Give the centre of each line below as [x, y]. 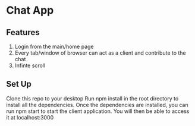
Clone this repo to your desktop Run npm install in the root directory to [92, 98]
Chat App [30, 10]
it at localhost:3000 [30, 117]
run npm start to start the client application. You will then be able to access [98, 111]
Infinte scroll [30, 65]
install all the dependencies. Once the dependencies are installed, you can [97, 105]
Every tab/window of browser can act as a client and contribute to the [100, 53]
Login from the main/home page [54, 46]
